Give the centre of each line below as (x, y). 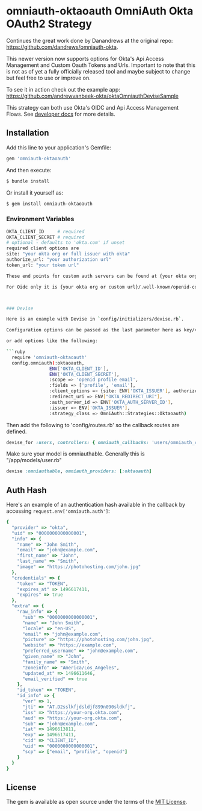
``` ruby (16, 352)
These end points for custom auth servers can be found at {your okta (96, 276)
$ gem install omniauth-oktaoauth (50, 204)
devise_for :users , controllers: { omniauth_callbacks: (78, 442)
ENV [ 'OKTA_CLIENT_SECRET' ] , (84, 374)
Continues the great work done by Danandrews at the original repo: (90, 40)
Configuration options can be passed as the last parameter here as (94, 330)
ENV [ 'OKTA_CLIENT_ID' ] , (79, 369)
